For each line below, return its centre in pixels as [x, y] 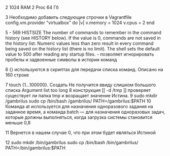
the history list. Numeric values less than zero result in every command [79, 43]
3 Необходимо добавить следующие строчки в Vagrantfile [69, 17]
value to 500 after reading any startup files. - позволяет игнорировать [80, 54]
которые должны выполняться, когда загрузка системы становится [79, 117]
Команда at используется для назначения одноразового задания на [79, 106]
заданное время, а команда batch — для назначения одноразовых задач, [85, 112]
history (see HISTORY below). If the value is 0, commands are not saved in [83, 38]
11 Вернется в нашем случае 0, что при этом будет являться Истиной [81, 133]
